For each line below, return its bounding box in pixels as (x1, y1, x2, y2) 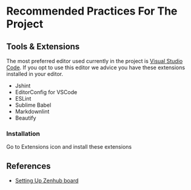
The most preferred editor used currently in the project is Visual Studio (6, 58, 183, 64)
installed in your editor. (6, 70, 64, 77)
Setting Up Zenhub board (15, 177, 79, 185)
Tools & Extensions (6, 41, 80, 52)
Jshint (15, 82, 31, 89)
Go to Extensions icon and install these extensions (6, 143, 132, 151)
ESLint (15, 95, 32, 102)
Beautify (15, 114, 36, 121)
